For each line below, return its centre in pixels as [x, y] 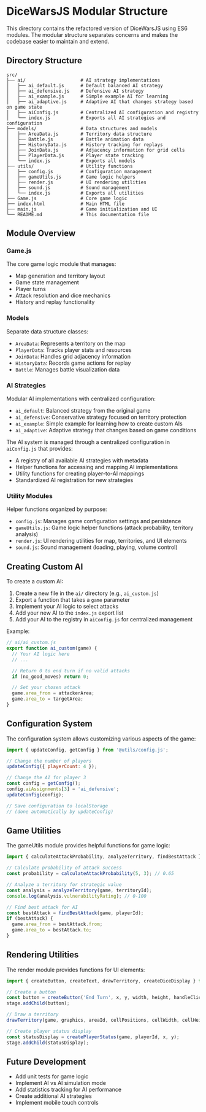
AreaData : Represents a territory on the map [70, 343]
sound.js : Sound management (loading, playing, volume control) [96, 547]
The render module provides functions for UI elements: [76, 970]
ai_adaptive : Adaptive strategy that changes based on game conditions [106, 430]
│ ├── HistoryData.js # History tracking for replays [85, 145]
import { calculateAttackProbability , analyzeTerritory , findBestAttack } [104, 857]
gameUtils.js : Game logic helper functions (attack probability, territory [104, 528]
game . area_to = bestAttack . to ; [52, 930]
